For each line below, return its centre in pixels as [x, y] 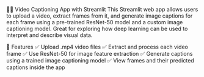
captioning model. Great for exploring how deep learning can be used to [97, 28]
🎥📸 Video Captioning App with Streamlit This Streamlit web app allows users [102, 9]
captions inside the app [36, 67]
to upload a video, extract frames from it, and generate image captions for [100, 16]
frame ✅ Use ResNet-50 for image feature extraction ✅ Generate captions [100, 54]
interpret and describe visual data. [49, 35]
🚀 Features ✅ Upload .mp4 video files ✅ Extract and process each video [97, 47]
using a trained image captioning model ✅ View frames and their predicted [100, 60]
